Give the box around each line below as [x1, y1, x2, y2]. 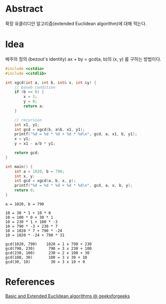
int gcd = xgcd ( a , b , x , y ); [14, 178, 76, 183]
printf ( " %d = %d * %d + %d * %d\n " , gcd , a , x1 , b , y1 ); [14, 131, 138, 137]
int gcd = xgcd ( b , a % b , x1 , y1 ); [14, 127, 85, 132]
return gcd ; [14, 150, 40, 155]
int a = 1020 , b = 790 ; [14, 168, 65, 174]
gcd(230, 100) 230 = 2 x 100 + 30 [5, 250, 90, 255]
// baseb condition [14, 85, 56, 90]
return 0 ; [14, 188, 36, 193]
